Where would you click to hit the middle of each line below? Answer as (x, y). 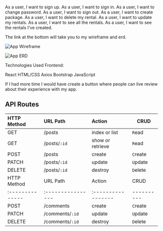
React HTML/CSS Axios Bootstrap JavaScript (50, 74)
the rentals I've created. (29, 28)
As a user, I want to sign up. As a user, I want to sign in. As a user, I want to (80, 7)
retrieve (100, 146)
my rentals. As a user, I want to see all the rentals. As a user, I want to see (78, 22)
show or (101, 140)
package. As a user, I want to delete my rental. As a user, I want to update (78, 17)
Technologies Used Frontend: (34, 65)
